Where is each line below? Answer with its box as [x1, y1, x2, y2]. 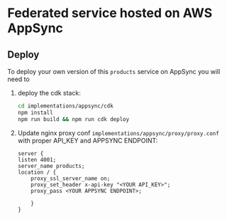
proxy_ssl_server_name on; [31, 174, 111, 182]
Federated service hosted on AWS [7, 5, 213, 21]
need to [7, 75, 30, 83]
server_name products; [17, 162, 85, 169]
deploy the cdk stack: [17, 89, 82, 97]
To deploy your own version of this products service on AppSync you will [7, 68, 221, 75]
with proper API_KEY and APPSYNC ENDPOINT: [17, 136, 158, 145]
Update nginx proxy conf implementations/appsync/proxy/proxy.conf [17, 128, 220, 137]
